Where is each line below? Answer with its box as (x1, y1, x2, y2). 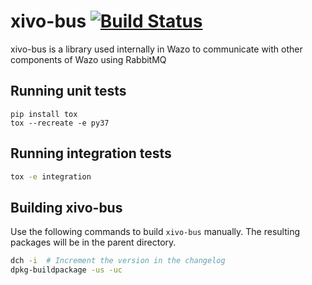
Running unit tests (10, 83, 127, 100)
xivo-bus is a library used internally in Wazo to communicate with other (10, 43, 303, 55)
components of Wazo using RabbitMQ (10, 53, 167, 65)
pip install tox (10, 109, 78, 119)
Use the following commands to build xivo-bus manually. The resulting (10, 226, 301, 238)
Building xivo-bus (10, 199, 123, 216)
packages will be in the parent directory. (10, 236, 177, 249)
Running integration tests (10, 145, 172, 162)
